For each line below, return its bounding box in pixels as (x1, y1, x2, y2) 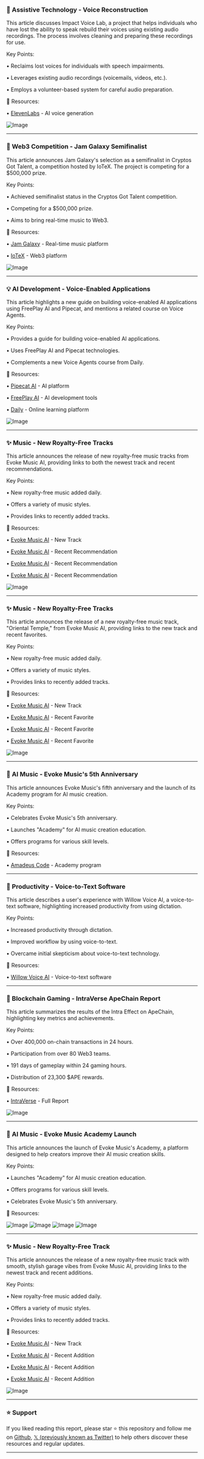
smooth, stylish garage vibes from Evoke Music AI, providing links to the (6, 1262, 187, 1269)
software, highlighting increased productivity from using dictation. (17, 903, 182, 910)
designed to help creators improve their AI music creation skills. (6, 1150, 166, 1157)
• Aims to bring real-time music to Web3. (6, 216, 109, 224)
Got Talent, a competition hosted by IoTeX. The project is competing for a (6, 163, 189, 170)
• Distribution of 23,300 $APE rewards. (6, 1074, 104, 1081)
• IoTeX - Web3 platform (6, 252, 67, 259)
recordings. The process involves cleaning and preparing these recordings (6, 32, 193, 40)
